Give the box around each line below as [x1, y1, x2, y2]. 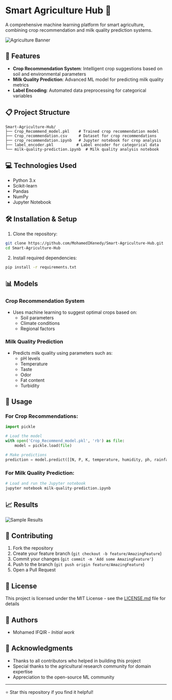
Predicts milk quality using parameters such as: [12, 349, 113, 356]
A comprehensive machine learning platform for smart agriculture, [5, 22, 145, 28]
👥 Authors [5, 615, 38, 624]
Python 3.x [12, 177, 36, 183]
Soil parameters [20, 315, 54, 321]
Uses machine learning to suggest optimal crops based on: [12, 309, 137, 315]
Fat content [20, 377, 45, 383]
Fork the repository [12, 545, 54, 551]
